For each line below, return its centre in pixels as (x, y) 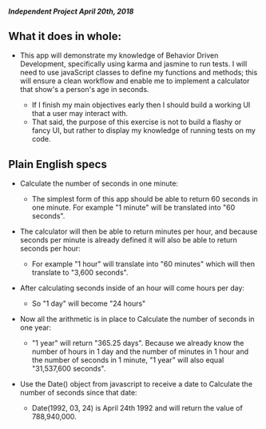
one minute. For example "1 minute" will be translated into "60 (133, 207)
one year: (36, 327)
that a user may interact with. (80, 114)
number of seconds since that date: (78, 393)
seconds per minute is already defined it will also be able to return (129, 240)
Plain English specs (58, 164)
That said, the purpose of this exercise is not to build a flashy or (137, 122)
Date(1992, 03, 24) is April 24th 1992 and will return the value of (137, 408)
